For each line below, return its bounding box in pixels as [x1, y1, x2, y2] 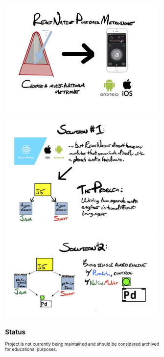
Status [5, 328, 26, 336]
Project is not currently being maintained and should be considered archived [5, 341, 160, 347]
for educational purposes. [5, 346, 57, 352]
